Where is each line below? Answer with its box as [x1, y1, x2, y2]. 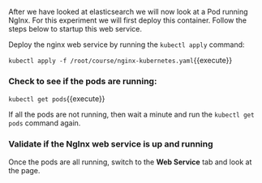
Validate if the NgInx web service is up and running [8, 138, 213, 150]
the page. [8, 165, 41, 175]
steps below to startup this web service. [8, 24, 143, 33]
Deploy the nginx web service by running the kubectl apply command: [8, 40, 245, 49]
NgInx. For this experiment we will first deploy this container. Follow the [8, 15, 247, 25]
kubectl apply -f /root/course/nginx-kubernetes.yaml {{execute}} [8, 56, 233, 65]
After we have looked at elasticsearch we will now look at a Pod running [8, 7, 249, 16]
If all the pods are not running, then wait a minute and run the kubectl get [8, 109, 255, 120]
